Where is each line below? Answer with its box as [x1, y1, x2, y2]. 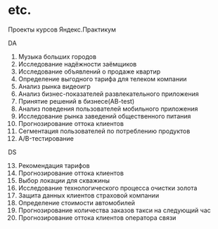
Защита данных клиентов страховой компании [18, 191, 160, 200]
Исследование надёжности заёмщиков [18, 60, 137, 68]
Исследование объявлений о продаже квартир [18, 67, 161, 76]
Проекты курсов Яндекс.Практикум [8, 25, 117, 34]
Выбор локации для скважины [18, 176, 110, 184]
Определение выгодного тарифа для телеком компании [18, 74, 187, 83]
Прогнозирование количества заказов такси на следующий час [18, 206, 212, 214]
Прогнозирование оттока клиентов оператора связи [18, 213, 177, 222]
